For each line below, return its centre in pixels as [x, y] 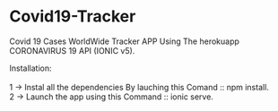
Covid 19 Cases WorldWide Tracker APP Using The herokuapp [125, 41]
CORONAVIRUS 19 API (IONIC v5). [72, 50]
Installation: [30, 68]
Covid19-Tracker [73, 17]
